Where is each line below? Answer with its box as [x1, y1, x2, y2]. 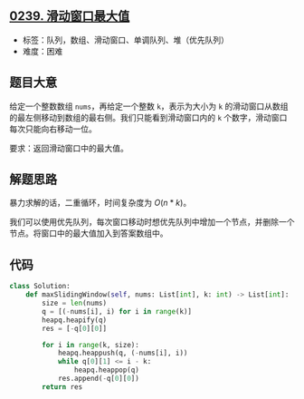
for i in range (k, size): [42, 340, 140, 349]
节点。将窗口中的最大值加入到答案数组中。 [9, 228, 168, 238]
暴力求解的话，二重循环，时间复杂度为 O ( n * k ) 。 [9, 198, 192, 209]
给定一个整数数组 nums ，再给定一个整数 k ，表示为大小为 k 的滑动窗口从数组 [9, 101, 289, 112]
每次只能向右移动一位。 [9, 123, 97, 134]
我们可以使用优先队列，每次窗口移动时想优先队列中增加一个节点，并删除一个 [9, 217, 295, 228]
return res [42, 382, 83, 392]
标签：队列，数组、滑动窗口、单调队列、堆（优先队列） [22, 34, 229, 45]
